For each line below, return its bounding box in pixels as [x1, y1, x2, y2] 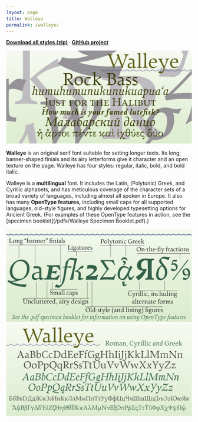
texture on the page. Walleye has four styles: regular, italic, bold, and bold [6, 162, 185, 169]
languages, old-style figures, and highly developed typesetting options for [6, 205, 187, 212]
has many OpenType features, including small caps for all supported [6, 198, 174, 206]
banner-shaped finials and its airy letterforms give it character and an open [6, 156, 189, 163]
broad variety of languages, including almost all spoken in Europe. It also [6, 192, 183, 199]
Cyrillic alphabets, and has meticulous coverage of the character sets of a [6, 186, 186, 193]
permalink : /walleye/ [6, 22, 60, 28]
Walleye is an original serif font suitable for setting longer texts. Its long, [6, 149, 181, 156]
